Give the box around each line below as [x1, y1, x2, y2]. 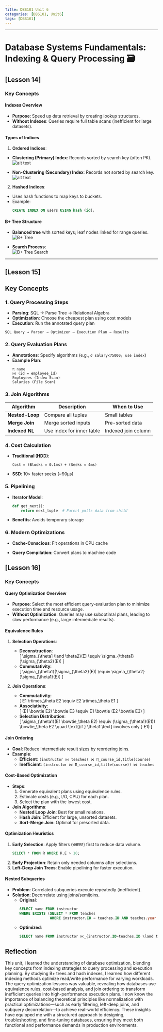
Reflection [5, 947, 37, 956]
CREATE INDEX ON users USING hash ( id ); [12, 208, 95, 213]
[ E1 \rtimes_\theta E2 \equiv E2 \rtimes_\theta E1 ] [19, 698, 118, 704]
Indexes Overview [5, 102, 43, 108]
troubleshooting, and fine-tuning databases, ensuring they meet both [5, 1017, 143, 1023]
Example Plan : [12, 357, 42, 363]
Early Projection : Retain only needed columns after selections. [12, 860, 137, 866]
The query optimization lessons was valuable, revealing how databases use [5, 981, 156, 987]
